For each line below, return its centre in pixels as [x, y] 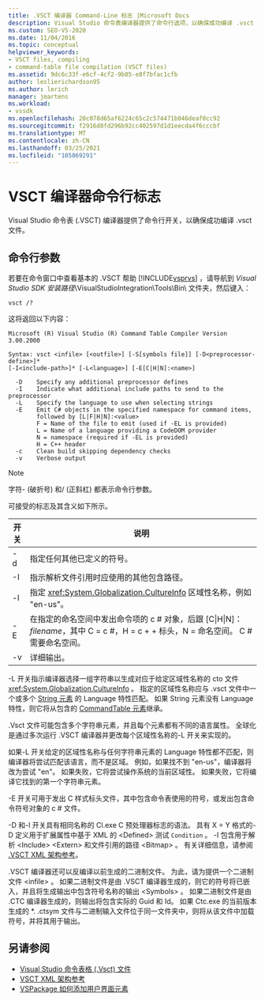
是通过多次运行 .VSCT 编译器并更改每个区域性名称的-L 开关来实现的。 [122, 735]
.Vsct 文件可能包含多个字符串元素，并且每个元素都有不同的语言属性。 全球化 [132, 725]
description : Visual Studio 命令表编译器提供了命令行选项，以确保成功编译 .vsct [131, 23]
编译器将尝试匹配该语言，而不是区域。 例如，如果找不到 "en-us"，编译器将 [130, 762]
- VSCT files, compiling [49, 60]
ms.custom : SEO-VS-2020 [47, 30]
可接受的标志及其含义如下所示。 [60, 506]
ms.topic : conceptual [44, 45]
